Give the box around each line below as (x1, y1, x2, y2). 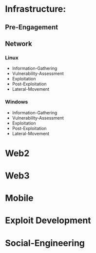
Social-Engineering (5, 237, 85, 249)
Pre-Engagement (5, 23, 58, 31)
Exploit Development (5, 215, 91, 226)
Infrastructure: (5, 3, 66, 15)
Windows (5, 99, 28, 105)
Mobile (5, 193, 34, 204)
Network (5, 39, 33, 48)
